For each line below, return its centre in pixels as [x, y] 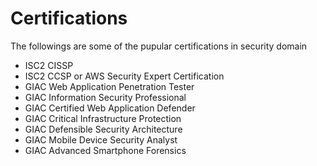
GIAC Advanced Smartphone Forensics [105, 150]
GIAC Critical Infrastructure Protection [103, 118]
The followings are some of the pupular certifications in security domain [159, 46]
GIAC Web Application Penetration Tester [109, 86]
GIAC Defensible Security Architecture [103, 129]
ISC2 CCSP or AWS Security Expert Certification [124, 76]
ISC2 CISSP [49, 65]
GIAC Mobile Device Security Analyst [101, 139]
